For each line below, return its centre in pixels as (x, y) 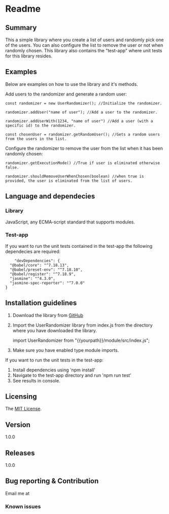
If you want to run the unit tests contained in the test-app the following (79, 246)
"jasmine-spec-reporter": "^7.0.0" (47, 283)
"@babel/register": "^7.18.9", (43, 274)
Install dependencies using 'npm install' (54, 370)
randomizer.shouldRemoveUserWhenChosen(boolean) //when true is (75, 176)
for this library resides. (29, 56)
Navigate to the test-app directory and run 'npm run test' (72, 375)
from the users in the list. (36, 139)
